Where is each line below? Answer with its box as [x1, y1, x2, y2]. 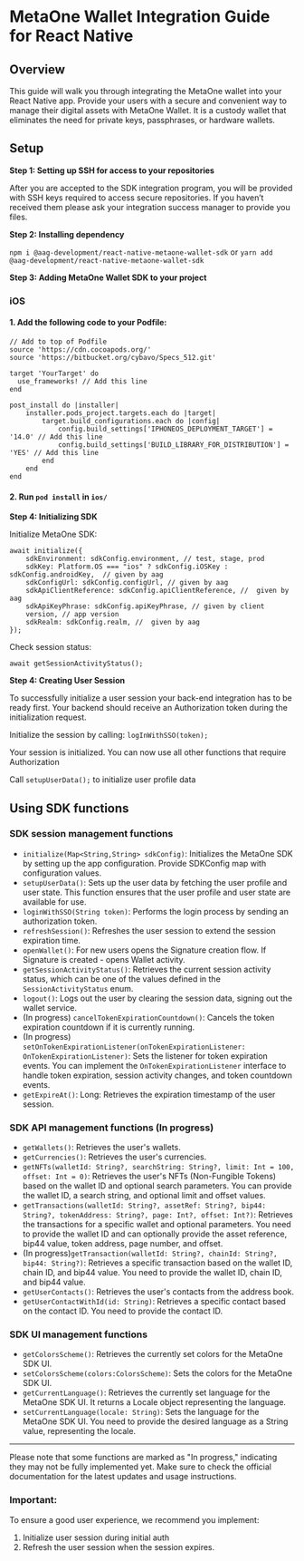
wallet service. [22, 1002, 78, 1013]
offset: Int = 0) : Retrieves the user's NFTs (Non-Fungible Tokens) [22, 1171, 277, 1182]
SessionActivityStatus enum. [22, 983, 134, 994]
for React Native [9, 25, 134, 46]
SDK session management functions [9, 828, 174, 840]
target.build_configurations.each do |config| [42, 416, 221, 425]
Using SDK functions [9, 800, 129, 816]
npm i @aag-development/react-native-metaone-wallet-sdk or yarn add [9, 247, 273, 257]
